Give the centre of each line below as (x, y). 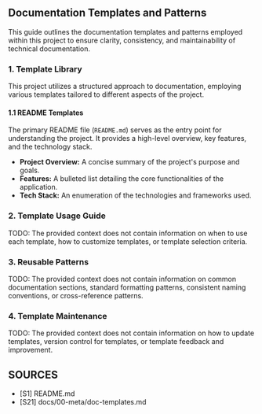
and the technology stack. (50, 147)
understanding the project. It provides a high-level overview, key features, (127, 139)
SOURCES (33, 374)
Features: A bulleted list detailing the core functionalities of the (122, 179)
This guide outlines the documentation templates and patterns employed (126, 31)
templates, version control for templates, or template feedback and (116, 342)
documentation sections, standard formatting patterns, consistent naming (127, 287)
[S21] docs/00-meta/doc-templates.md (83, 402)
